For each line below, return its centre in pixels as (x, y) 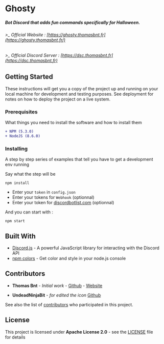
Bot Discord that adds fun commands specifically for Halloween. (73, 22)
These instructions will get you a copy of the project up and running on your (82, 88)
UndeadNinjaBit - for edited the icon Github (57, 295)
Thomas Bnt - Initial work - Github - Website (57, 286)
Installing (16, 149)
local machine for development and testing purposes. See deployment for (79, 94)
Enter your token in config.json (44, 192)
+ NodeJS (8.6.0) (23, 136)
